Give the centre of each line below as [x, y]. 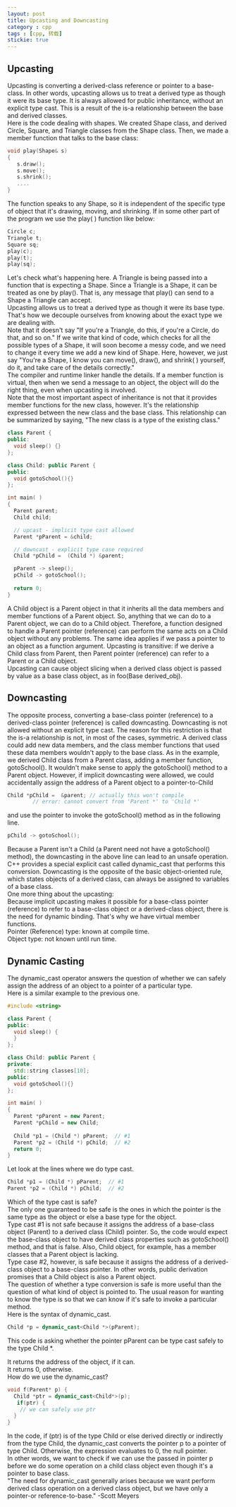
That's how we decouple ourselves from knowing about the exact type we [115, 315]
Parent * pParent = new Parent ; [60, 1117]
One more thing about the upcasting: [61, 894]
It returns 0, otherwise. [41, 1369]
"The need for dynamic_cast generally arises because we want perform [111, 1481]
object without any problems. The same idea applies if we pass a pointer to [116, 638]
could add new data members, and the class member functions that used [113, 745]
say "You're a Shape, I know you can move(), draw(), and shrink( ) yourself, [116, 360]
